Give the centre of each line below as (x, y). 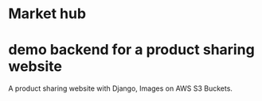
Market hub (47, 14)
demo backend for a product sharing (131, 50)
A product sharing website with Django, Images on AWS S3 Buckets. (121, 88)
